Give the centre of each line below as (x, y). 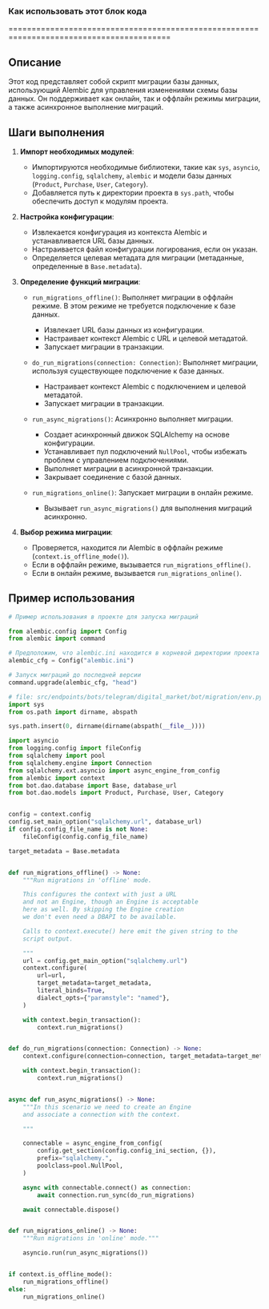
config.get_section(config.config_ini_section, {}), (127, 1151)
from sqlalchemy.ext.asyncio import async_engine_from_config (114, 771)
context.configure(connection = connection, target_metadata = (125, 1056)
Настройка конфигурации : (67, 216)
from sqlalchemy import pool (57, 756)
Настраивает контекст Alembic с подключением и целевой (145, 386)
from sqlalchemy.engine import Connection (80, 763)
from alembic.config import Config (68, 631)
